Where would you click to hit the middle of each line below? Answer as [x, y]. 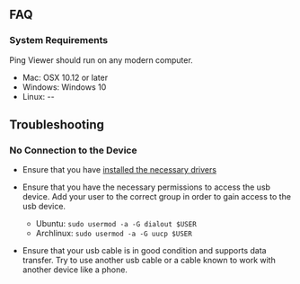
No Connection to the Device [73, 150]
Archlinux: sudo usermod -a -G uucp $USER [114, 234]
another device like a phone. [75, 270]
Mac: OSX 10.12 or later [65, 77]
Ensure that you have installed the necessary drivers [119, 170]
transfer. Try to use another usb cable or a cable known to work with [149, 261]
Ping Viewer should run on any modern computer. [101, 60]
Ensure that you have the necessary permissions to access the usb [146, 187]
